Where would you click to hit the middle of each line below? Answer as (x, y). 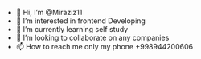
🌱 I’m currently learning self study (72, 29)
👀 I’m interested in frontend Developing (81, 21)
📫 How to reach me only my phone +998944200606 (105, 47)
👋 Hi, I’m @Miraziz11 (49, 12)
